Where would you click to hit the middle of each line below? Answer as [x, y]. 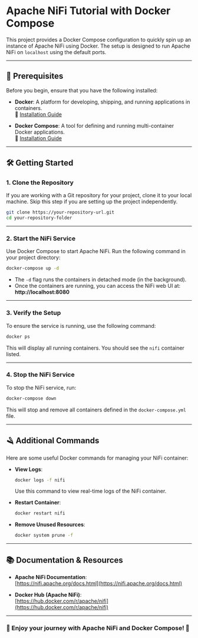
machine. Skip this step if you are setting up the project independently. [92, 202]
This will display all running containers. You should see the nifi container [95, 348]
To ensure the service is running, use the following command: [81, 325]
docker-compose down [32, 398]
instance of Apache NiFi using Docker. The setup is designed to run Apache [98, 46]
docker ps [18, 337]
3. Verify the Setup [34, 313]
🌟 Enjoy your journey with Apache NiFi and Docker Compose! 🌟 [98, 628]
